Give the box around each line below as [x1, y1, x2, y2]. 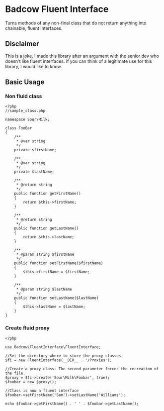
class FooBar [5, 126, 32, 131]
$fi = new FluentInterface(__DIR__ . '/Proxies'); [5, 357, 112, 363]
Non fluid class [5, 93, 42, 100]
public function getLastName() [14, 226, 79, 231]
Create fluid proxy [5, 324, 50, 331]
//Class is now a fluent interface [5, 388, 79, 393]
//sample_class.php [5, 108, 46, 113]
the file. [5, 371, 26, 376]
